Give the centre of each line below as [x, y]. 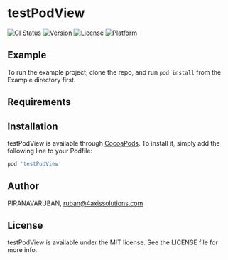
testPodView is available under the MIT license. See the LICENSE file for [113, 242]
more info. [22, 250]
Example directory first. [42, 80]
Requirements [39, 102]
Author [23, 186]
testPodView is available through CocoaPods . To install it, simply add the [114, 143]
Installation [33, 126]
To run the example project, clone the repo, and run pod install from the [114, 72]
